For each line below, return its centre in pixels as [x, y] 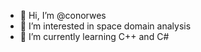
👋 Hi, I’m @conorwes [63, 15]
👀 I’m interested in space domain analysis [105, 26]
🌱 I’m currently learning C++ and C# [94, 36]
